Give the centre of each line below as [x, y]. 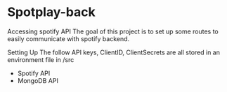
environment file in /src [41, 59]
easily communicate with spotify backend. [69, 38]
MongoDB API [38, 80]
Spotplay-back [52, 12]
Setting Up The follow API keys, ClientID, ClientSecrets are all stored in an [113, 52]
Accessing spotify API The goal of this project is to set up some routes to [113, 31]
